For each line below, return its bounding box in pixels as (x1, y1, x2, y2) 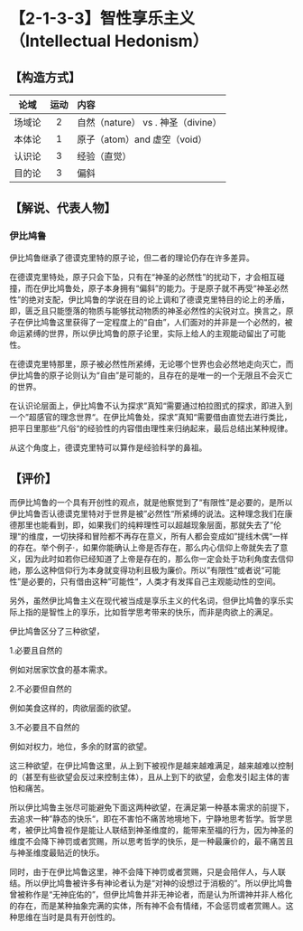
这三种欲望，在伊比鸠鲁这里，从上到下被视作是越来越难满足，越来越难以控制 (9, 760, 294, 771)
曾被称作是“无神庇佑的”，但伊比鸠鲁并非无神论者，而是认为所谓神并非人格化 (9, 889, 293, 899)
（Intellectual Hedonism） (9, 31, 209, 52)
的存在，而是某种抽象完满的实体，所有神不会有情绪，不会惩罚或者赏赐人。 (9, 900, 286, 911)
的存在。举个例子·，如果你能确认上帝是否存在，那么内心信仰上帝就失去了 (9, 541, 281, 552)
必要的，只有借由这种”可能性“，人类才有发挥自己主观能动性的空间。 (28, 576, 281, 587)
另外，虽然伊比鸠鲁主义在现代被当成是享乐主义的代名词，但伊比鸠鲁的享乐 (9, 595, 286, 606)
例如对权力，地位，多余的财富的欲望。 (9, 740, 151, 751)
